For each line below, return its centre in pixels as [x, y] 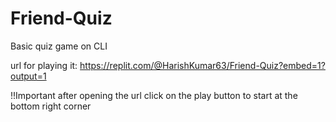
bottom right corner [51, 106]
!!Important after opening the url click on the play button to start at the [154, 95]
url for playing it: [44, 65]
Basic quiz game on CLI [59, 46]
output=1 [28, 76]
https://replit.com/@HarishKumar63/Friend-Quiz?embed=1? [202, 65]
